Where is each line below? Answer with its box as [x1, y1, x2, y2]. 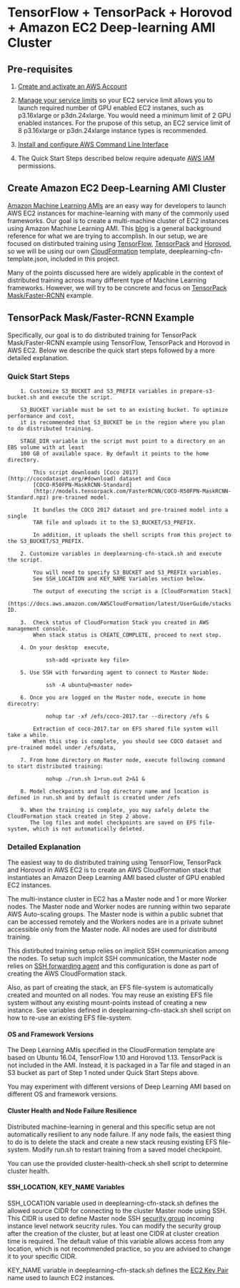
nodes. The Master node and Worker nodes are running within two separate [7, 902, 231, 911]
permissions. [17, 162, 56, 170]
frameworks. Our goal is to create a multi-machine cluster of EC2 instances [7, 216, 229, 225]
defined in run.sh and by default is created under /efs [7, 794, 181, 801]
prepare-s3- [179, 387, 216, 395]
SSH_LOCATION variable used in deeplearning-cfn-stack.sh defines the [7, 1199, 219, 1207]
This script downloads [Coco [33, 469, 120, 476]
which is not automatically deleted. [33, 825, 145, 833]
